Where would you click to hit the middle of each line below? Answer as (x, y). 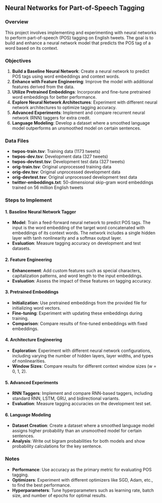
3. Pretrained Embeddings (32, 292)
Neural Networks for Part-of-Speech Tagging (75, 8)
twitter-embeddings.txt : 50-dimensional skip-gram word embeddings (83, 183)
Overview (17, 22)
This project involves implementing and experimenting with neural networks (81, 32)
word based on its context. (32, 48)
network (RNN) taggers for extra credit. (51, 118)
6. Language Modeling (28, 415)
